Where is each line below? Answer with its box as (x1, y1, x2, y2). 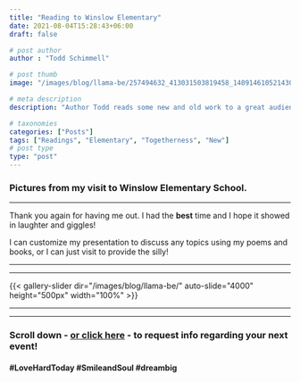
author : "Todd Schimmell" (9, 54, 110, 63)
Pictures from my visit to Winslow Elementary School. (9, 181, 247, 194)
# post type (9, 144, 54, 153)
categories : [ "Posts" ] (9, 127, 94, 137)
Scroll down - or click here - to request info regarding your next (9, 329, 288, 342)
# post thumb (9, 71, 58, 79)
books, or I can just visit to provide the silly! (9, 246, 169, 257)
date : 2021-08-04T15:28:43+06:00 (9, 21, 134, 30)
